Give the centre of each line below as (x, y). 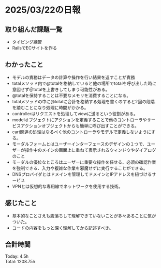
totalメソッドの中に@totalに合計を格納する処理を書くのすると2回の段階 (83, 101)
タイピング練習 (27, 42)
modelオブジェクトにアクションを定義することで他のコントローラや (80, 120)
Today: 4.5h (17, 256)
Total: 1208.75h (20, 262)
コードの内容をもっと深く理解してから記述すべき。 (63, 228)
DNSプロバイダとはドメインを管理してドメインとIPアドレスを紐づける (82, 174)
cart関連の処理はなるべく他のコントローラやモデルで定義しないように (81, 132)
